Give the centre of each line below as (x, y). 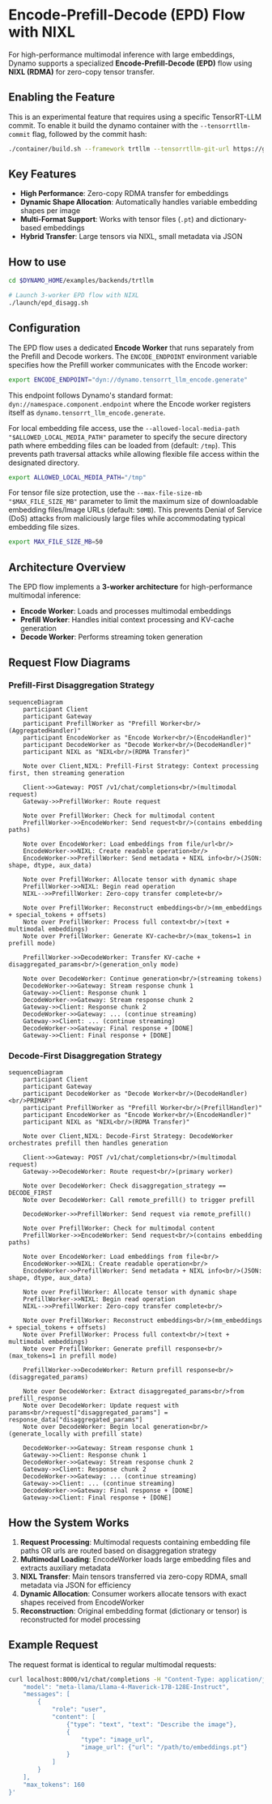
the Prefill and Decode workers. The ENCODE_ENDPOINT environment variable (133, 356)
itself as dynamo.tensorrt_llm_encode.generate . (87, 412)
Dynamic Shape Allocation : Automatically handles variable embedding (138, 202)
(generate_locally (39, 1434)
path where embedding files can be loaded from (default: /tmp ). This (122, 445)
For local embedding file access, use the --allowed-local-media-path (124, 428)
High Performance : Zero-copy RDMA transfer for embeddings (124, 194)
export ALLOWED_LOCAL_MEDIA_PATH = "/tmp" (78, 477)
